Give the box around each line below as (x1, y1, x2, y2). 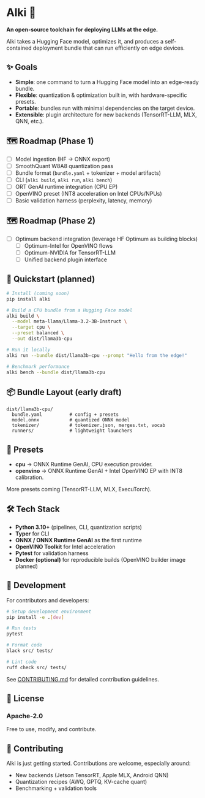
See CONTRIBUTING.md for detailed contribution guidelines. (6, 675, 159, 683)
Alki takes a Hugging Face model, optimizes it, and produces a (6, 37, 164, 45)
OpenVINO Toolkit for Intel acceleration (15, 543, 116, 550)
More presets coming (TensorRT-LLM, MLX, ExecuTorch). (6, 486, 152, 493)
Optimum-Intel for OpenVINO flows (24, 242, 113, 249)
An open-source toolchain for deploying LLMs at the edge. (6, 26, 158, 33)
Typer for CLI (15, 530, 50, 537)
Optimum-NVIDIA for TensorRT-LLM (24, 248, 116, 256)
